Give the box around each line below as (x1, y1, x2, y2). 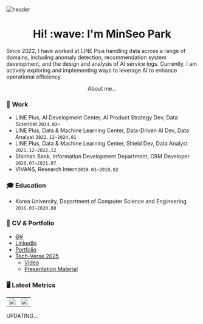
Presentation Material (24, 265, 78, 272)
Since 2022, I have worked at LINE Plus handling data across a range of (6, 47, 186, 54)
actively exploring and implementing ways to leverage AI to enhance (6, 66, 177, 74)
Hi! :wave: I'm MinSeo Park (33, 27, 171, 41)
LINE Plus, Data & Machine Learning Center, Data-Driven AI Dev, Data (15, 127, 190, 134)
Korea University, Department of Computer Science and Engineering (15, 197, 187, 205)
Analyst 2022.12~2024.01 (15, 133, 77, 141)
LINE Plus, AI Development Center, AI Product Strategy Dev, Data (15, 114, 178, 121)
